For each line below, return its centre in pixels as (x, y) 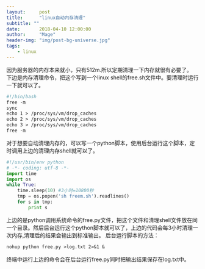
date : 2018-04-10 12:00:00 (49, 29)
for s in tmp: (35, 202)
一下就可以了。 (25, 85)
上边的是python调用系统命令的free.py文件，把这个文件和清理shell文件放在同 (102, 220)
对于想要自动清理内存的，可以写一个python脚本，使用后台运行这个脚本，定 (101, 143)
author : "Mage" (31, 35)
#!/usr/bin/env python (35, 162)
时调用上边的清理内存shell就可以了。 (52, 151)
